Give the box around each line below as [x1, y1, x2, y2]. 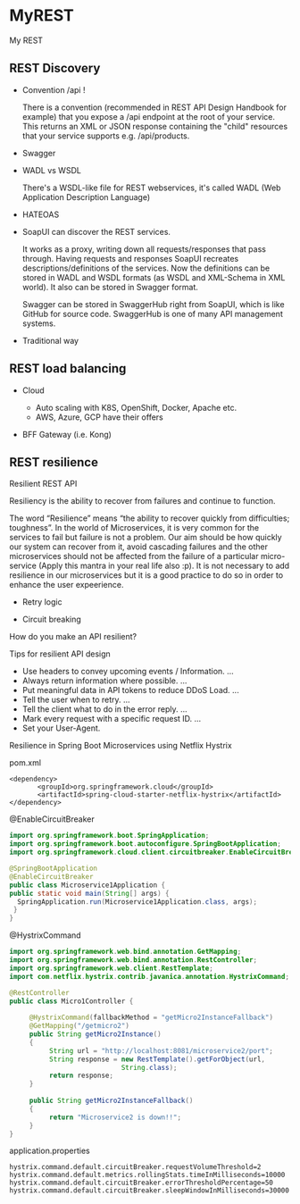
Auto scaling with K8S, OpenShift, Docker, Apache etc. [35, 402, 237, 413]
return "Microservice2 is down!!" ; [48, 1113, 181, 1122]
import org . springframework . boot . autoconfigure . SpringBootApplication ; [9, 840, 281, 849]
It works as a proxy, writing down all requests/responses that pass [21, 243, 266, 255]
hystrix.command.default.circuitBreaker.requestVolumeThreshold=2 [9, 1163, 262, 1172]
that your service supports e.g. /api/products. [21, 130, 190, 141]
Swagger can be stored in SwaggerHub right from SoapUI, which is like [21, 298, 285, 309]
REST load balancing [9, 361, 127, 376]
